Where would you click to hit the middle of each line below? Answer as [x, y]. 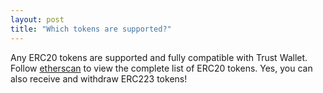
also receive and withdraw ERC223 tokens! [99, 78]
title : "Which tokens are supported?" [91, 29]
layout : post [37, 19]
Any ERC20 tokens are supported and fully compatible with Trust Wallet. [159, 57]
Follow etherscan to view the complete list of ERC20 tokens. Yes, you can [161, 68]
